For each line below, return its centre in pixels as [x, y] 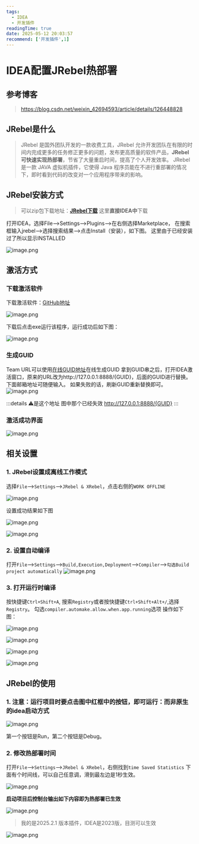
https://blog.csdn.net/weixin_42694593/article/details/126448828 [102, 109]
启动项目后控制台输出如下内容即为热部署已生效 [63, 799]
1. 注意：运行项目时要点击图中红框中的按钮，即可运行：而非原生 [97, 702]
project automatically [34, 571]
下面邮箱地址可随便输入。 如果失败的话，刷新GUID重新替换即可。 [86, 384]
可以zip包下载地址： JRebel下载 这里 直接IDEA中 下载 [84, 210]
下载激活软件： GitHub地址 [38, 303]
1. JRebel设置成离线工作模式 [47, 472]
